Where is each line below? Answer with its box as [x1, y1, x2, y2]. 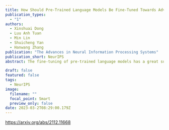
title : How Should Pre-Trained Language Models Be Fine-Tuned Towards [5, 7, 156, 13]
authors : [5, 21, 24, 27]
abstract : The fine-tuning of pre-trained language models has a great [5, 59, 158, 64]
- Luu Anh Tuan [10, 31, 42, 36]
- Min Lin [10, 36, 30, 41]
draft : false [5, 68, 33, 73]
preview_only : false [10, 101, 53, 106]
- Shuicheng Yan [10, 40, 44, 45]
